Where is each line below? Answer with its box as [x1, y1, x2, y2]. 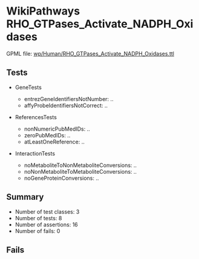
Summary [6, 192, 44, 202]
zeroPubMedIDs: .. [24, 131, 71, 139]
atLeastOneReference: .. [24, 138, 85, 145]
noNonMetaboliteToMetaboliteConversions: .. [24, 168, 137, 175]
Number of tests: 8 [15, 214, 62, 221]
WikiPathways [6, 4, 80, 18]
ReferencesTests [15, 113, 57, 120]
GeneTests [15, 84, 42, 91]
